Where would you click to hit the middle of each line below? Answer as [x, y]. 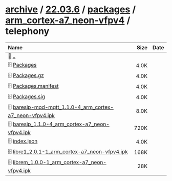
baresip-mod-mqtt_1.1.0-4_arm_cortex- [63, 107]
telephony [27, 31]
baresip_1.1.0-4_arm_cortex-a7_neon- [61, 124]
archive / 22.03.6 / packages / [71, 9]
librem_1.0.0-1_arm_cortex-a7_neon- [59, 162]
